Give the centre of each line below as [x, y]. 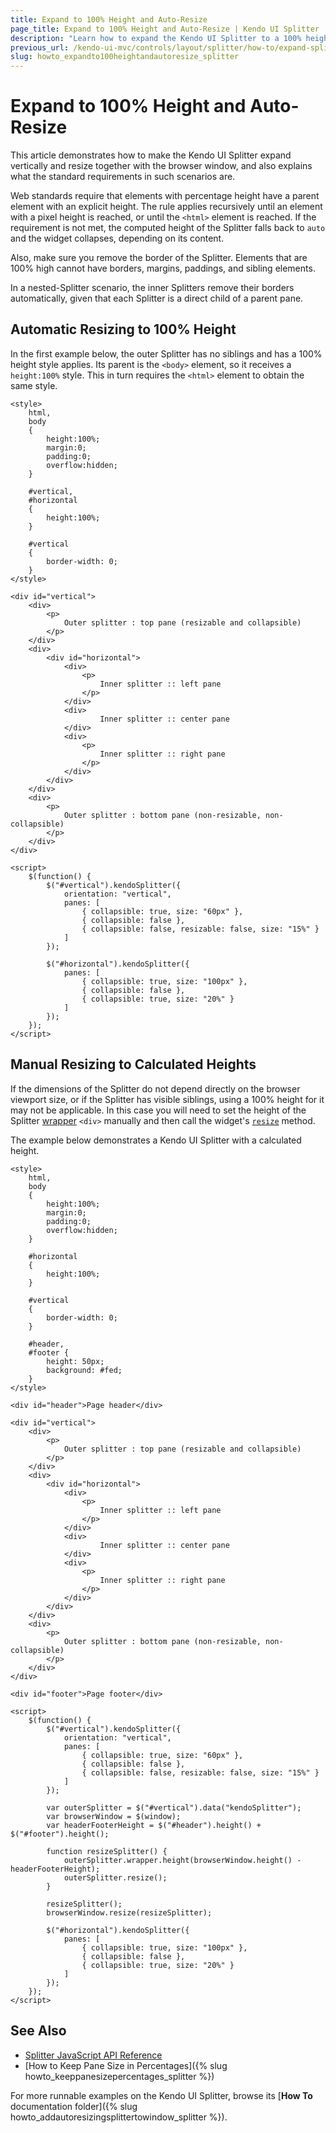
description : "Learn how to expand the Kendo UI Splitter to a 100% [156, 38]
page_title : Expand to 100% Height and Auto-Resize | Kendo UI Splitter [165, 29]
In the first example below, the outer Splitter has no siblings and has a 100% [166, 353]
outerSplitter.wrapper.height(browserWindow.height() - [182, 1860]
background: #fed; [84, 1370]
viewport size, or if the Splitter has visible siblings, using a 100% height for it [167, 1099]
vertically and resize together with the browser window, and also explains [161, 166]
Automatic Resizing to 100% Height [123, 329]
